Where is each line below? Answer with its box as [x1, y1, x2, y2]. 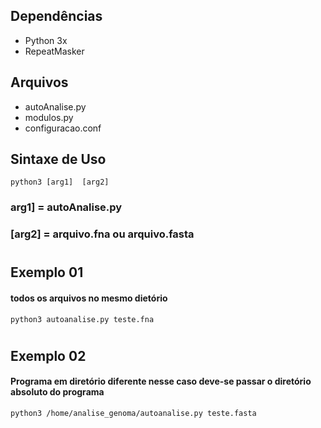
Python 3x [24, 34, 68, 46]
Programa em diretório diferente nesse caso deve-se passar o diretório [10, 375, 312, 388]
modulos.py [24, 111, 74, 123]
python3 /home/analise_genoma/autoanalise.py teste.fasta [10, 409, 257, 419]
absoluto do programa [10, 386, 105, 398]
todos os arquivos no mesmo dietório [10, 292, 168, 304]
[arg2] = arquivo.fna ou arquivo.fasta [10, 227, 195, 241]
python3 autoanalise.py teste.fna [10, 314, 155, 324]
